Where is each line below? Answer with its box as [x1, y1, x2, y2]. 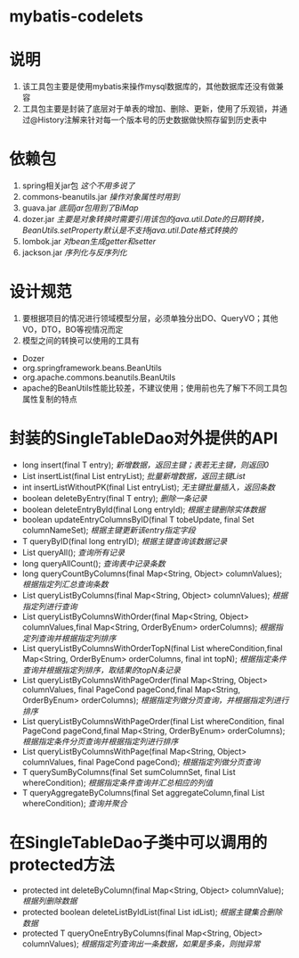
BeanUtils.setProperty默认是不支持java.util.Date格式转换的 [21, 225, 238, 235]
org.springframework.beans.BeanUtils [21, 363, 162, 373]
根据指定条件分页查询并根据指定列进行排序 [21, 736, 179, 747]
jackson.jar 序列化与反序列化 [21, 247, 127, 258]
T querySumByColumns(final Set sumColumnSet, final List [21, 766, 236, 777]
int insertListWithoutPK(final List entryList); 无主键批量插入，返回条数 [21, 482, 276, 492]
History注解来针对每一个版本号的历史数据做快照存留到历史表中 [37, 114, 267, 126]
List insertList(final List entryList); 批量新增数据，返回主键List [21, 470, 246, 481]
